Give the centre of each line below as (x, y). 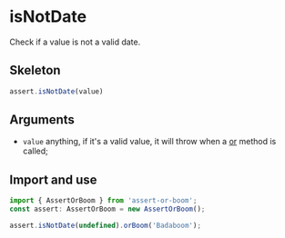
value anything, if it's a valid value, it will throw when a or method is (149, 142)
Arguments (42, 120)
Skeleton (35, 70)
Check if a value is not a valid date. (75, 42)
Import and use (53, 179)
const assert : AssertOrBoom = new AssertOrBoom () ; (107, 209)
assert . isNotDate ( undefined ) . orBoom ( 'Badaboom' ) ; (106, 225)
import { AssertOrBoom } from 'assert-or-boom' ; (103, 201)
